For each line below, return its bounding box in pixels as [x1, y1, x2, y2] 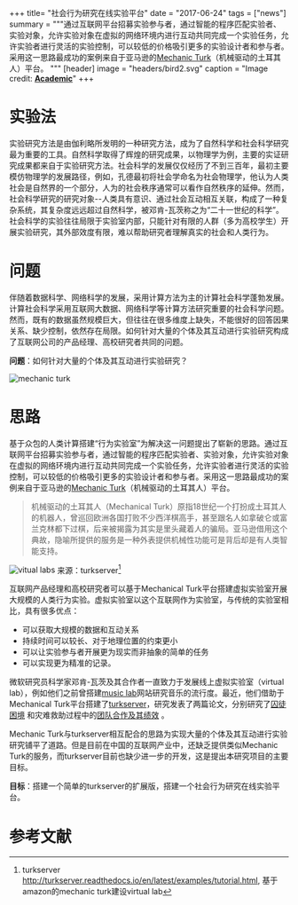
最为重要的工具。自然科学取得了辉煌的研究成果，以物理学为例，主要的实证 [9, 149, 281, 160]
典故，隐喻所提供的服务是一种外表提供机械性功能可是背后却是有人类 [30, 534, 280, 545]
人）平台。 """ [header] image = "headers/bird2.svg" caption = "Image [9, 63, 269, 74]
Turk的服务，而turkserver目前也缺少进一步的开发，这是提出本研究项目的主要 [9, 751, 289, 761]
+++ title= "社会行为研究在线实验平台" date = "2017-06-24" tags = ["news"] [9, 8, 286, 18]
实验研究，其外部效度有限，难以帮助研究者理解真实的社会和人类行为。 [16, 226, 273, 237]
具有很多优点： [24, 606, 80, 617]
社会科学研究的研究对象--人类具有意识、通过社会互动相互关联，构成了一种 [9, 193, 281, 204]
